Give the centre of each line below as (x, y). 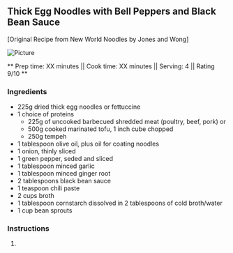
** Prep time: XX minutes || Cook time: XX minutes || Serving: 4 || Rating (111, 66)
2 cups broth (36, 196)
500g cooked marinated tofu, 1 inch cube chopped (100, 129)
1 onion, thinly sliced (46, 151)
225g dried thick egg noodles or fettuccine (79, 107)
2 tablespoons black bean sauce (64, 181)
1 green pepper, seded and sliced (65, 159)
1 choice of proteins (46, 114)
